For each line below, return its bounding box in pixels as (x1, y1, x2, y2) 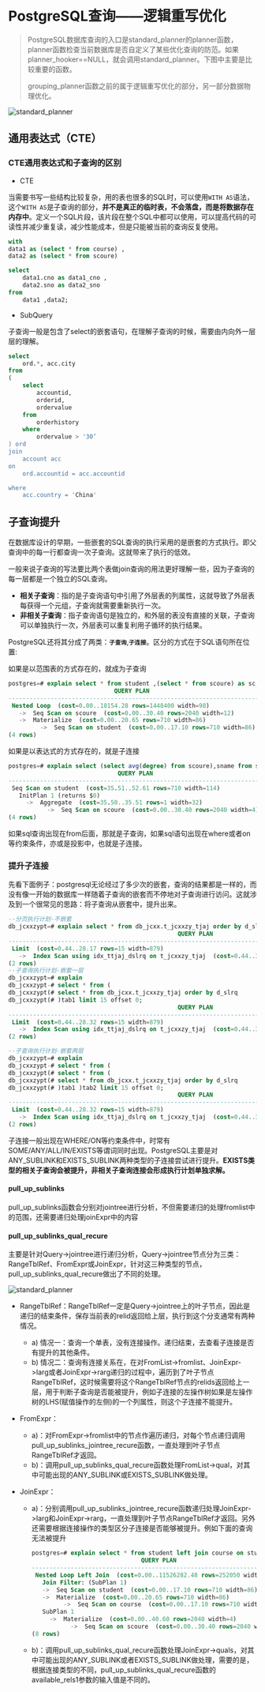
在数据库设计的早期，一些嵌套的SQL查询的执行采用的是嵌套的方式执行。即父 (8, 538, 257, 547)
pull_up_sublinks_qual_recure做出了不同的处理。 (8, 1269, 166, 1279)
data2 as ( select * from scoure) (8, 252, 118, 261)
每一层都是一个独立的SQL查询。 (8, 574, 112, 584)
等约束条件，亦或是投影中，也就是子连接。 (8, 839, 147, 848)
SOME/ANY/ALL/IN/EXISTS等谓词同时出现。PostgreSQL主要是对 (8, 1145, 218, 1155)
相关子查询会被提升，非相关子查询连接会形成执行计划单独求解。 (21, 1165, 230, 1175)
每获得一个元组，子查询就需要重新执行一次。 (19, 601, 166, 611)
